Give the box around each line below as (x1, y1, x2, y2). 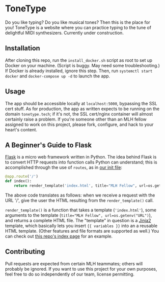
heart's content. (5, 126, 38, 132)
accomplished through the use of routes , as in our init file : (5, 164, 123, 170)
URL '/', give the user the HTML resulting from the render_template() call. (5, 198, 154, 203)
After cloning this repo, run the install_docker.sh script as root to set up (5, 57, 153, 63)
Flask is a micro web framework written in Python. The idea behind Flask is (5, 154, 157, 160)
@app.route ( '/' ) (5, 174, 38, 179)
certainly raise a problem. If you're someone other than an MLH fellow (5, 116, 147, 122)
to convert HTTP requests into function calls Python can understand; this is (5, 159, 158, 165)
